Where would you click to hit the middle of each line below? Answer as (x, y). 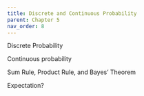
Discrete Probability (35, 46)
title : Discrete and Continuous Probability (72, 13)
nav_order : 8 (26, 26)
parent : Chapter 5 (33, 20)
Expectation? (26, 86)
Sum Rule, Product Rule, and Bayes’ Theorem (72, 72)
